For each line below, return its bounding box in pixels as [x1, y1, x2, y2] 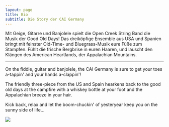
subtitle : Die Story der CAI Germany [5, 17, 84, 22]
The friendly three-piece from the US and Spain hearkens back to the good [5, 81, 161, 87]
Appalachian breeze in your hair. [5, 92, 72, 98]
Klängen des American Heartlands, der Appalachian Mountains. [5, 52, 137, 58]
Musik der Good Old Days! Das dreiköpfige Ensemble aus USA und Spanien [5, 36, 162, 42]
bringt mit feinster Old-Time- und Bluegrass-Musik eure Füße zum [5, 41, 142, 47]
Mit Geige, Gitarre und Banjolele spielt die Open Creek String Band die [5, 31, 151, 37]
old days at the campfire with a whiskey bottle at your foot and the [5, 86, 142, 93]
